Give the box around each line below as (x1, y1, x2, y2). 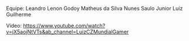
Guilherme (6, 11, 31, 18)
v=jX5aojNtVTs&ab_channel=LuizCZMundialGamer (6, 28, 129, 35)
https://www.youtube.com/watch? (23, 23, 106, 29)
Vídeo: (6, 23, 22, 29)
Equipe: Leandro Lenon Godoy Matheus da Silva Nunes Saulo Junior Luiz (6, 5, 183, 12)
